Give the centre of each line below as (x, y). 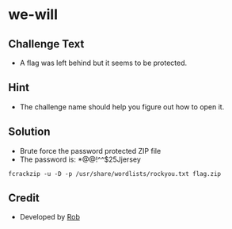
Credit (24, 198)
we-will (33, 15)
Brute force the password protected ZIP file (90, 151)
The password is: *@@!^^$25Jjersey (80, 159)
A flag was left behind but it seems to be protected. (103, 63)
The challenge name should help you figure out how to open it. (122, 107)
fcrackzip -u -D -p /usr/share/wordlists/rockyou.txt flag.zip (115, 174)
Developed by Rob (50, 217)
